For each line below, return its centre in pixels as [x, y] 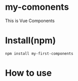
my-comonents [37, 7]
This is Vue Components [30, 21]
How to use [28, 73]
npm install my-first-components [39, 54]
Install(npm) [31, 40]
